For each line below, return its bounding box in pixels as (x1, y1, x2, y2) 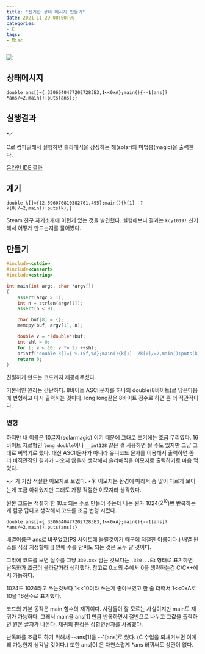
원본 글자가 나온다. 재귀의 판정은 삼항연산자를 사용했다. (12, 620, 143, 628)
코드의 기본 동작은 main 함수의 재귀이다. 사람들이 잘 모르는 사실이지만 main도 (6, 605, 190, 612)
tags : (6, 32, 20, 38)
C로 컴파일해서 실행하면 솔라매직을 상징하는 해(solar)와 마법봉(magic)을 (6, 143, 178, 150)
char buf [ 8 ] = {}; (17, 317, 64, 323)
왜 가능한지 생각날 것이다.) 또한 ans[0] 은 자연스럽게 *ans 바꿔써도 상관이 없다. (6, 641, 194, 649)
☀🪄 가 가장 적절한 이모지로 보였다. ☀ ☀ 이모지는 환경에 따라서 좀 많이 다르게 (6, 477, 185, 484)
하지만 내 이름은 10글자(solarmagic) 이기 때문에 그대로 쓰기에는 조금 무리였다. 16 (6, 434, 198, 441)
